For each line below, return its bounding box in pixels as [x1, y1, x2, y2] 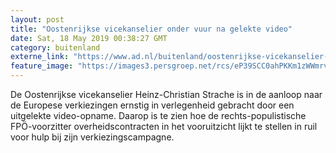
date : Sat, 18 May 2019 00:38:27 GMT [10, 33, 168, 43]
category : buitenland [10, 42, 101, 53]
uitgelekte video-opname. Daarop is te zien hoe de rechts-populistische [10, 110, 307, 121]
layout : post [10, 14, 65, 25]
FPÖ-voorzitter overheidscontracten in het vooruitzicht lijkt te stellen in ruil [10, 121, 318, 132]
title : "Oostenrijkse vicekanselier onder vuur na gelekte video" [10, 24, 293, 34]
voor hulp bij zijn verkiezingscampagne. [10, 131, 175, 143]
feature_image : [10, 61, 74, 71]
